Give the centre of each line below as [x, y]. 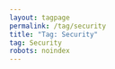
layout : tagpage [40, 17]
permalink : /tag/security [57, 26]
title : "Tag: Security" [54, 34]
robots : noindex [40, 51]
